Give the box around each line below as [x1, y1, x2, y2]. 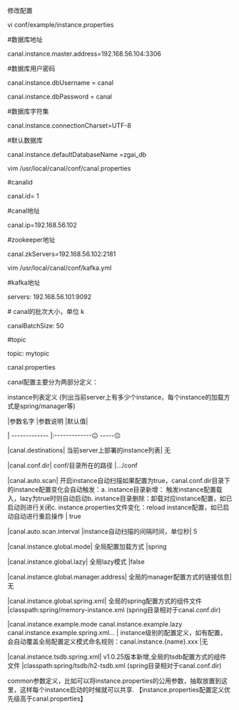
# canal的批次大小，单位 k [7, 308, 84, 315]
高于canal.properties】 [19, 694, 87, 703]
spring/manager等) [19, 402, 76, 410]
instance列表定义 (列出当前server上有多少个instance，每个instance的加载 [7, 393, 225, 401]
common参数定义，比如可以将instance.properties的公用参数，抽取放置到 [7, 676, 222, 685]
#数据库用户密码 [7, 64, 56, 73]
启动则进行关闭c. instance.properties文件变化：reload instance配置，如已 [7, 503, 223, 512]
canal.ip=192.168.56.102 [7, 220, 77, 229]
